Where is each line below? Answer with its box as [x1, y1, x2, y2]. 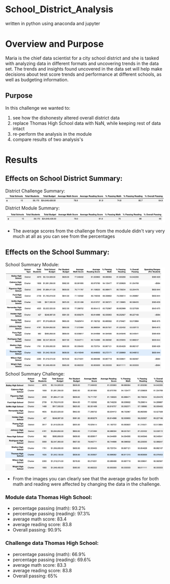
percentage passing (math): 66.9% [12, 551, 86, 557]
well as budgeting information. [5, 76, 69, 82]
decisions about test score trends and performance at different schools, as [5, 71, 162, 77]
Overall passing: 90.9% [12, 527, 62, 533]
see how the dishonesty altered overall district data [12, 114, 120, 120]
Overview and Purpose [5, 38, 104, 50]
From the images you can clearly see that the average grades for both [12, 475, 159, 481]
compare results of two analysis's [12, 136, 84, 142]
